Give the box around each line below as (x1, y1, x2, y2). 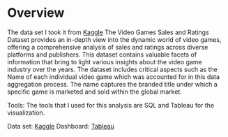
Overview (7, 5, 65, 21)
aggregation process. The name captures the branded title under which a (7, 80, 218, 88)
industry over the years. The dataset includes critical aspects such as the (7, 65, 218, 73)
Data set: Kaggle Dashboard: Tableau (7, 122, 114, 130)
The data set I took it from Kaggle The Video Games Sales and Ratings (7, 28, 209, 36)
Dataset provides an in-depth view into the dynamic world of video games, (7, 35, 222, 43)
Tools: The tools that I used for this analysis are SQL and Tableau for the (7, 101, 215, 109)
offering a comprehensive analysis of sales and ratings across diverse (7, 43, 208, 51)
